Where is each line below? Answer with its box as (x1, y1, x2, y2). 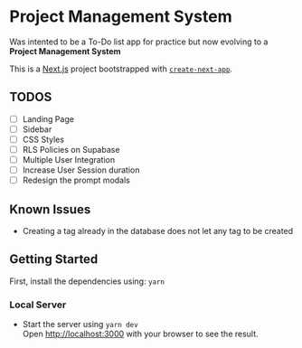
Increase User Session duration (22, 165, 140, 175)
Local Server (9, 298, 67, 311)
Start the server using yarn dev (22, 319, 138, 330)
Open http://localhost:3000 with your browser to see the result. (22, 328, 260, 340)
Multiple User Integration (22, 155, 116, 165)
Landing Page (22, 113, 75, 124)
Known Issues (9, 202, 91, 217)
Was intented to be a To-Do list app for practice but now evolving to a (9, 36, 269, 47)
